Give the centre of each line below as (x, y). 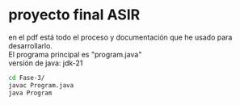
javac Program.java (41, 85)
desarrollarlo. (30, 45)
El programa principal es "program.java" (75, 54)
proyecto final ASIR (74, 15)
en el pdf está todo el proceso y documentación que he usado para (120, 37)
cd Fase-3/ (27, 78)
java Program (30, 93)
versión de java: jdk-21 (46, 63)
